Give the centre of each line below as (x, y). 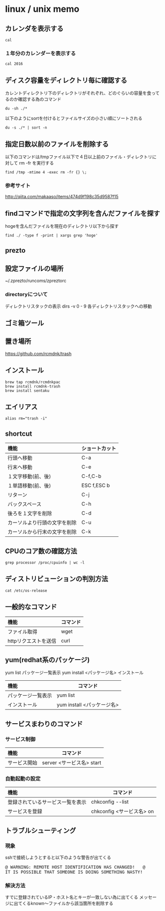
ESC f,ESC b (96, 486)
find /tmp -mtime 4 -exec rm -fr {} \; (46, 172)
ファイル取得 (23, 631)
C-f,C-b (92, 476)
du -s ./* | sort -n (26, 128)
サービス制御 (20, 739)
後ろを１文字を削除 (30, 514)
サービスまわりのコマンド (44, 724)
